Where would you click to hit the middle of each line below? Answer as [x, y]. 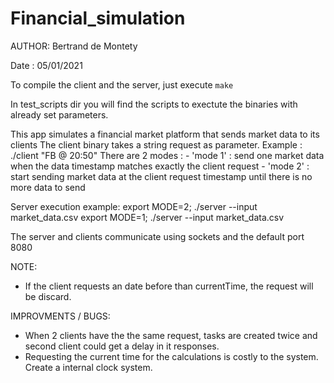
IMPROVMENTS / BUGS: [60, 316]
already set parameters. [59, 114]
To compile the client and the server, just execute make [122, 84]
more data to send [48, 187]
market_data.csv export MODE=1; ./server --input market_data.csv [147, 217]
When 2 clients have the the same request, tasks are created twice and [171, 335]
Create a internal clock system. [88, 367]
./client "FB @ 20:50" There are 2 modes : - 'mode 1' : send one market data [167, 155]
